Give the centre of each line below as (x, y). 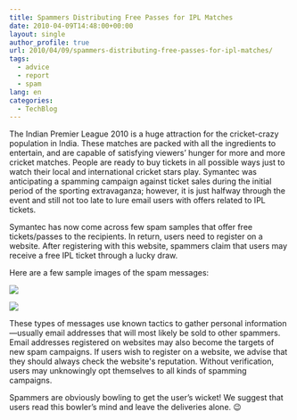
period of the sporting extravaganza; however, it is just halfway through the (147, 191)
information (266, 324)
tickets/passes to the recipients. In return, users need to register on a (136, 236)
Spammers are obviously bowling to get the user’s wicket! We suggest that (146, 398)
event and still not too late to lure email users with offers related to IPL (137, 201)
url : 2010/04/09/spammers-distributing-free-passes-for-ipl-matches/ (141, 51)
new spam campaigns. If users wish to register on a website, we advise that (148, 352)
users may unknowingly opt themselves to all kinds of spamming (128, 371)
